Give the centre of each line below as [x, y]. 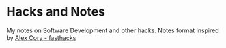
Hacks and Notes [56, 12]
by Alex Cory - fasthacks [41, 37]
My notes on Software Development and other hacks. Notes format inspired [113, 30]
